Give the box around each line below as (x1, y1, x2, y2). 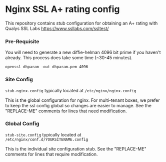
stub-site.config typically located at (5, 131, 81, 137)
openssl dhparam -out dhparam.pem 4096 (5, 64, 88, 70)
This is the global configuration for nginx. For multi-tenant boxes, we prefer (5, 97, 160, 103)
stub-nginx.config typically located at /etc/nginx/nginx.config (5, 87, 136, 93)
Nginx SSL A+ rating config (5, 4, 120, 15)
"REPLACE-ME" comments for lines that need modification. (5, 108, 127, 114)
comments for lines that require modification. (5, 151, 98, 157)
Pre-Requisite (5, 38, 39, 45)
